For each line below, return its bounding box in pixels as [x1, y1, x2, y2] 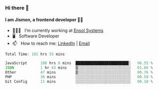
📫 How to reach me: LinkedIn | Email [12, 40, 90, 46]
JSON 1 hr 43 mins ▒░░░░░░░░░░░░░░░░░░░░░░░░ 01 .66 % [5, 65, 153, 70]
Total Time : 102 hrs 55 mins [5, 52, 65, 57]
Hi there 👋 [5, 4, 30, 11]
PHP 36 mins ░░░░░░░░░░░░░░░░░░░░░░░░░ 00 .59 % [5, 74, 153, 79]
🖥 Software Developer [12, 33, 60, 39]
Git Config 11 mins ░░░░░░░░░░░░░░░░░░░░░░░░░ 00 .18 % [5, 79, 153, 84]
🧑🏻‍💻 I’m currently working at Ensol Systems [12, 28, 104, 33]
